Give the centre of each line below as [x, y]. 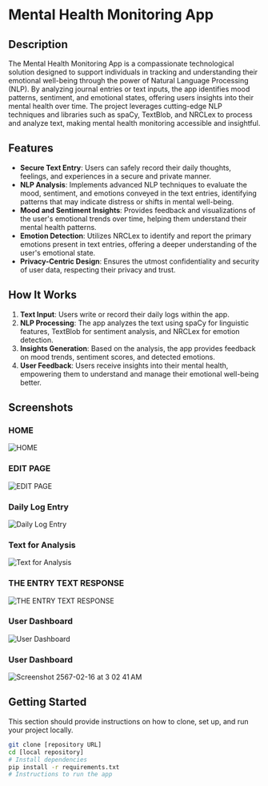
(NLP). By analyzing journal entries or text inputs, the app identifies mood [129, 89]
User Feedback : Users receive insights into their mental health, [124, 365]
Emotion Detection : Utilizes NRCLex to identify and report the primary [136, 236]
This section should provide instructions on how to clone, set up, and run [128, 721]
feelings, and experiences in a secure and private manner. [116, 176]
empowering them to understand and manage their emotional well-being [139, 373]
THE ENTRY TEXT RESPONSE [66, 583]
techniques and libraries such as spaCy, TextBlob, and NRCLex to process [131, 115]
